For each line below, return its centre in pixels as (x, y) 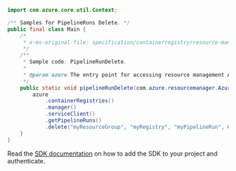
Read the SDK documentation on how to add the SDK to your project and (112, 153)
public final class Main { (47, 29)
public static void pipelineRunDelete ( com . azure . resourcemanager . (119, 88)
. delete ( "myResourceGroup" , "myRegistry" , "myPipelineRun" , (135, 127)
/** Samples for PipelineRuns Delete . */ (69, 22)
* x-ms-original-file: (56, 42)
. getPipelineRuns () (73, 121)
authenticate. (26, 160)
